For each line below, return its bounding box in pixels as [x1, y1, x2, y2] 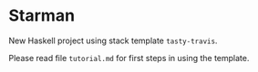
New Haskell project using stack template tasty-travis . [8, 35, 218, 46]
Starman [8, 5, 75, 26]
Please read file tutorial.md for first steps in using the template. [8, 52, 250, 63]
